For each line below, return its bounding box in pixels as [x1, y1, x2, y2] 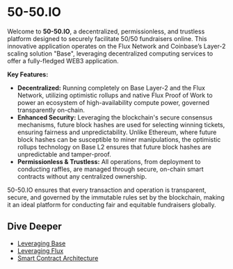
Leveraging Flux [17, 246, 64, 254]
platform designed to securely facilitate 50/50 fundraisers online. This [7, 34, 207, 42]
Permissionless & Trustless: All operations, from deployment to [17, 157, 201, 165]
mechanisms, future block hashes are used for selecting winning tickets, [17, 120, 225, 129]
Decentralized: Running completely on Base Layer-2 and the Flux [17, 83, 205, 92]
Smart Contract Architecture [17, 254, 99, 262]
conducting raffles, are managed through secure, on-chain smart [17, 165, 204, 173]
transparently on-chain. [17, 106, 85, 114]
